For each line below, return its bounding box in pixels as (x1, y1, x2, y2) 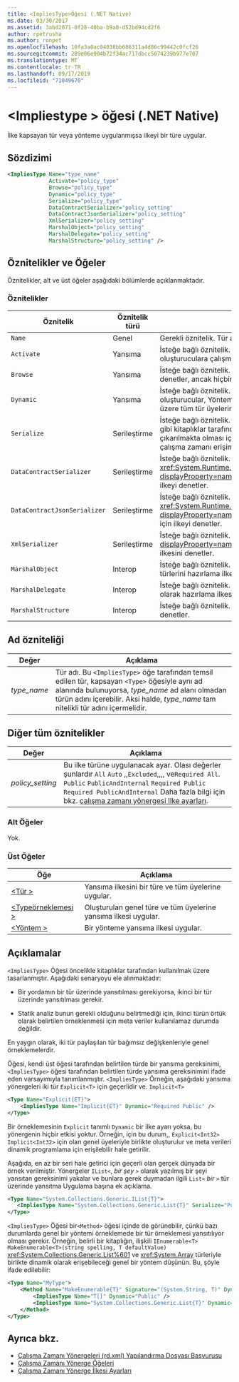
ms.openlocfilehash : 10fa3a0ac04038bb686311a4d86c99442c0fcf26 (7, 44, 199, 51)
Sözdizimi (7, 151, 52, 164)
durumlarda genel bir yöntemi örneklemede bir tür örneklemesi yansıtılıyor (7, 1229, 224, 1238)
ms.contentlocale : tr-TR (7, 64, 81, 71)
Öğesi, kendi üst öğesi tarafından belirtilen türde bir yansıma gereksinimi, (7, 1059, 222, 1068)
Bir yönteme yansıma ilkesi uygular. (84, 923, 203, 933)
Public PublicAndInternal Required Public (63, 780, 206, 787)
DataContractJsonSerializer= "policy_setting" (48, 211, 186, 218)
